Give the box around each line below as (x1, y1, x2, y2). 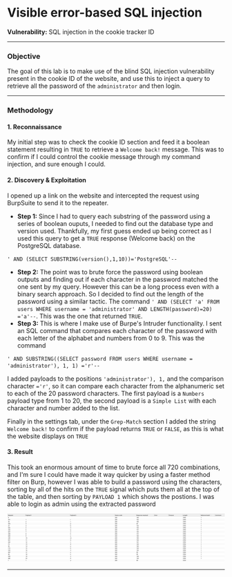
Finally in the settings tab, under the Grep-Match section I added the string (7, 417, 216, 426)
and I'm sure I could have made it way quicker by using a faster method (7, 470, 211, 478)
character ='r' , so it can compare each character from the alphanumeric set (7, 381, 224, 390)
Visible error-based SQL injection (7, 5, 202, 21)
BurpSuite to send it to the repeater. (7, 198, 109, 207)
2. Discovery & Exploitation (7, 176, 86, 184)
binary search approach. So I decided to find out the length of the (17, 290, 204, 298)
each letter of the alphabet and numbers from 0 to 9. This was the (17, 334, 205, 342)
